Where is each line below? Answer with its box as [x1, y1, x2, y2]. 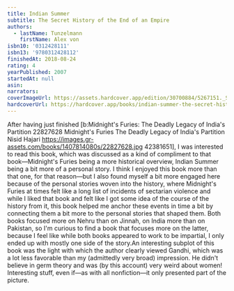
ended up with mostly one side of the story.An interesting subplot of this [7, 239, 214, 247]
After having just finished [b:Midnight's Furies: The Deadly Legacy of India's [7, 120, 226, 128]
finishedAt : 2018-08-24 [7, 56, 77, 63]
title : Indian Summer [7, 10, 70, 17]
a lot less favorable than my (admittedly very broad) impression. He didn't [7, 253, 219, 262]
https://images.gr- [41, 135, 94, 143]
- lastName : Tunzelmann [13, 29, 82, 37]
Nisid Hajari [7, 135, 40, 143]
